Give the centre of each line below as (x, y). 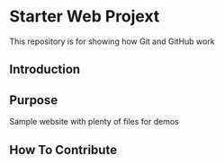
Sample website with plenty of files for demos (94, 122)
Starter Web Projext (85, 17)
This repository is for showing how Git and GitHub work (112, 41)
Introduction (45, 69)
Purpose (34, 100)
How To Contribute (63, 150)
